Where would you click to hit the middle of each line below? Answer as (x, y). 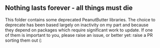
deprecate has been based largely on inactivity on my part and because (77, 25)
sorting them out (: (24, 40)
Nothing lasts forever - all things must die (69, 8)
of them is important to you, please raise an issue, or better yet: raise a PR (79, 35)
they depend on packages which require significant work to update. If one (79, 30)
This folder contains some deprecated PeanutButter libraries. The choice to (80, 19)
